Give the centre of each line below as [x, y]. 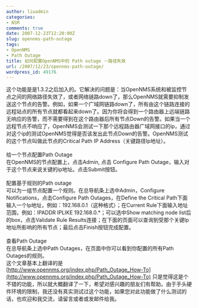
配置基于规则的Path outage [39, 183]
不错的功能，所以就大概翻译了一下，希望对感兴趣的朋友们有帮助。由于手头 [96, 284]
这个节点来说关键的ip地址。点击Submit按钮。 [66, 169]
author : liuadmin [27, 12]
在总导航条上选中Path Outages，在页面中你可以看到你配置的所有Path [90, 248]
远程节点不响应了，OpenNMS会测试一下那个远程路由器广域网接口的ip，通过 [98, 126]
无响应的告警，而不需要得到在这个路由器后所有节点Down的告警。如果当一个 [98, 119]
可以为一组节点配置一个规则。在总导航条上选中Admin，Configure [85, 191]
